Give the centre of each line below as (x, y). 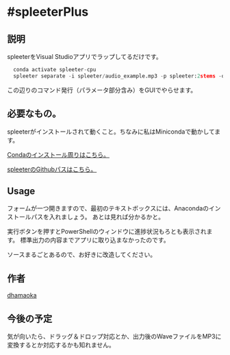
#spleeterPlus (48, 12)
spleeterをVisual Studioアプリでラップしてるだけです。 (85, 57)
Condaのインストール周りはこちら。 (59, 154)
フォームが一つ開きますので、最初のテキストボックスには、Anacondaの (108, 208)
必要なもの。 (34, 114)
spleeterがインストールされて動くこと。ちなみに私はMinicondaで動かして (111, 132)
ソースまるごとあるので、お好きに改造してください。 (81, 255)
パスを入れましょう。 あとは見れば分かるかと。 (98, 217)
